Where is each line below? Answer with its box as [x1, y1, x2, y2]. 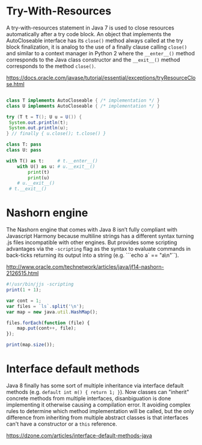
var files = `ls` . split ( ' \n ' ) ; [6, 303, 85, 309]
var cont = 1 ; [6, 298, 42, 304]
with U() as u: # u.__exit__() [17, 164, 96, 170]
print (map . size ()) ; [6, 342, 55, 348]
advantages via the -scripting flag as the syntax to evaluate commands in [6, 245, 191, 253]
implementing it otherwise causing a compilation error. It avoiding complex [6, 401, 191, 408]
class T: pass [6, 141, 42, 148]
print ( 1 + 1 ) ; [6, 287, 42, 293]
